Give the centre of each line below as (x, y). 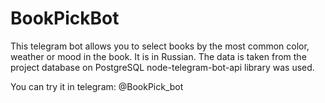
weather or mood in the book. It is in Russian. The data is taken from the (158, 56)
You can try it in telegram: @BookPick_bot (97, 86)
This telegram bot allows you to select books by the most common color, (160, 46)
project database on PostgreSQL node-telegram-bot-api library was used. (162, 67)
